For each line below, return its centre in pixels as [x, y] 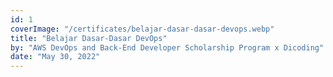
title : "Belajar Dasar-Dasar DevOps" [89, 38]
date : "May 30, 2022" [55, 57]
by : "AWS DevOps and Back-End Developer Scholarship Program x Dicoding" [167, 47]
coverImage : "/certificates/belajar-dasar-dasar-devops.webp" [142, 29]
